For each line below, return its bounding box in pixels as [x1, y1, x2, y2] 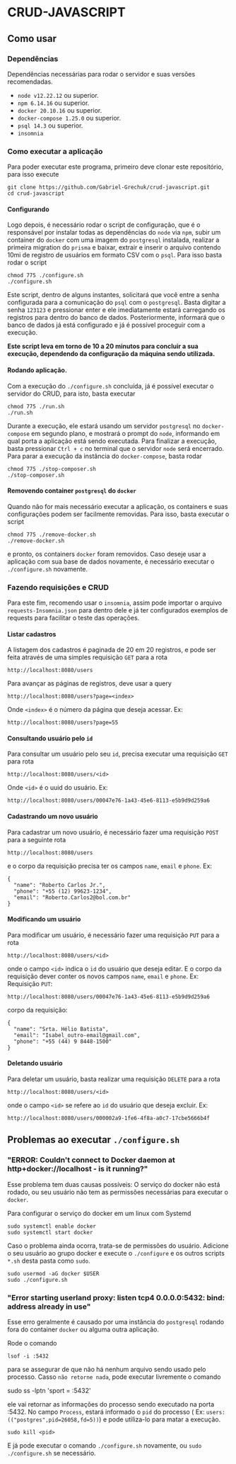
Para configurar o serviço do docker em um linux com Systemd [7, 1209, 191, 1217]
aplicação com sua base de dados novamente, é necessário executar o [7, 557, 215, 566]
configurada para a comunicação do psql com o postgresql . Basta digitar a [7, 298, 226, 307]
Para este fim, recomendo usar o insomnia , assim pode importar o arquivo [7, 598, 223, 607]
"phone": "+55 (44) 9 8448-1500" [13, 1038, 112, 1045]
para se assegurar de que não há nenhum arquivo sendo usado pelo [7, 1365, 206, 1374]
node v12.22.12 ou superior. [17, 91, 99, 99]
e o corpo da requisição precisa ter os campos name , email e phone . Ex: [7, 861, 212, 870]
